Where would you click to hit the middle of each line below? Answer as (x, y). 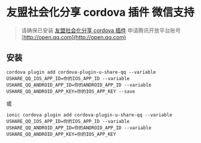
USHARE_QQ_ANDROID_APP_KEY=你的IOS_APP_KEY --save (71, 91)
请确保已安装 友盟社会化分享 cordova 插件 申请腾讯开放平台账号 (101, 30)
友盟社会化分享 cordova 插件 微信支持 (101, 12)
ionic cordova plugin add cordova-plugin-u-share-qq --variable (89, 115)
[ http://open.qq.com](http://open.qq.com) (73, 37)
